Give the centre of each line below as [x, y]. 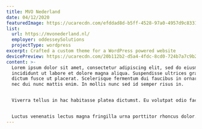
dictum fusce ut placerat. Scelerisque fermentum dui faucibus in [96, 79]
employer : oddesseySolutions [48, 40]
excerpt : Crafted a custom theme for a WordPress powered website [91, 51]
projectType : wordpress [41, 46]
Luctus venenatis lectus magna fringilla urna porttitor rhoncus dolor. [105, 116]
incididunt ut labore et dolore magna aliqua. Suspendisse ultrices [99, 73]
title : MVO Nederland [33, 12]
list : [13, 28]
